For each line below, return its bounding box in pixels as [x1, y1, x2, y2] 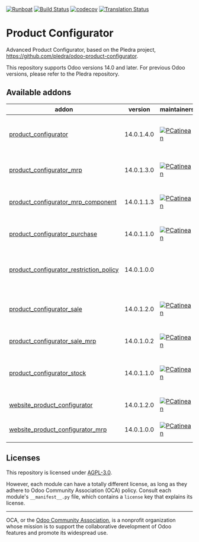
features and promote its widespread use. [6, 529, 108, 536]
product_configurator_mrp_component [9, 198, 117, 206]
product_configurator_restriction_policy [9, 265, 119, 274]
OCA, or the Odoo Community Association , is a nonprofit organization [6, 516, 176, 524]
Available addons [6, 87, 72, 98]
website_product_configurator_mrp [9, 425, 107, 434]
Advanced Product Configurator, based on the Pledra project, [6, 46, 156, 53]
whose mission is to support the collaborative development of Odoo [6, 522, 172, 530]
